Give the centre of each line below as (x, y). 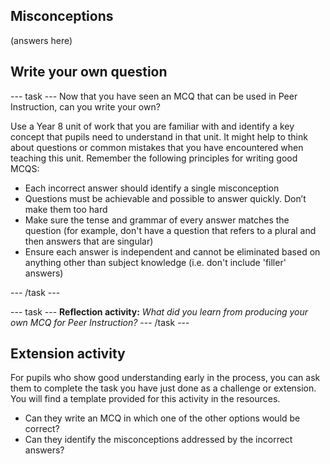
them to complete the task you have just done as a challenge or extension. (163, 388)
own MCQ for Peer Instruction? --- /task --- (100, 322)
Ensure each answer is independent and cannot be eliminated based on (172, 251)
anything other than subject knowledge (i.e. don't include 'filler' (155, 262)
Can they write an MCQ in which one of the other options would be (162, 418)
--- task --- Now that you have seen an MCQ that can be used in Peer (154, 96)
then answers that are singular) (89, 241)
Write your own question (89, 72)
